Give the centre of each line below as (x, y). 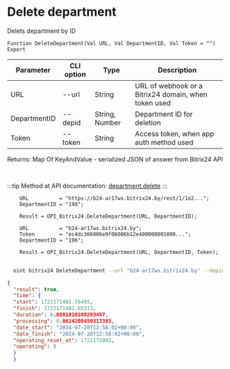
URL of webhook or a (169, 86)
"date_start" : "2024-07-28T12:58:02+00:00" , (78, 327)
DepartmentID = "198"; (52, 204)
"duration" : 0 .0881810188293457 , (61, 315)
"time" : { (27, 296)
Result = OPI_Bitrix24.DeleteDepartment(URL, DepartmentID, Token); (119, 252)
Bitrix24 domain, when (171, 94)
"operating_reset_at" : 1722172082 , (64, 340)
